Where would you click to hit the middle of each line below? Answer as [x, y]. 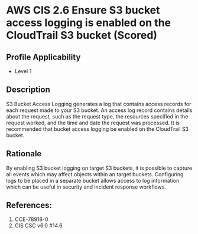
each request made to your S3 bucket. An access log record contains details [99, 110]
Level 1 [23, 71]
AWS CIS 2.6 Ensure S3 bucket [83, 10]
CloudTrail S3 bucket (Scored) [82, 35]
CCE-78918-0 [31, 219]
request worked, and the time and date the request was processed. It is [93, 123]
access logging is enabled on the [89, 23]
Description [28, 90]
